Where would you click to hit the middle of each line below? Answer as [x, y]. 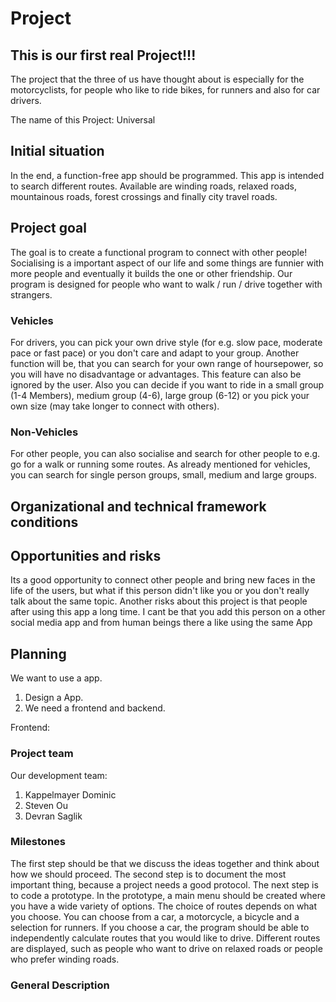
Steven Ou [46, 805]
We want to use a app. [56, 678]
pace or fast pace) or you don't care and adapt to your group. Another [155, 353]
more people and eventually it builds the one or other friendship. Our [151, 273]
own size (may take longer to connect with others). [115, 406]
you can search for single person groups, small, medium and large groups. [163, 475]
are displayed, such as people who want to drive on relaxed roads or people [166, 948]
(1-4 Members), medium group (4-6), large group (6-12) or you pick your [160, 395]
